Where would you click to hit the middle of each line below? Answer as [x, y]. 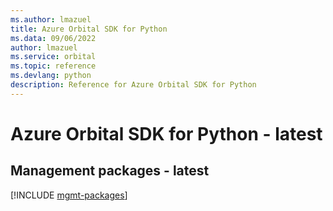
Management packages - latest [110, 171]
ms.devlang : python [51, 76]
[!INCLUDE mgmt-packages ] [69, 195]
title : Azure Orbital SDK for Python [89, 29]
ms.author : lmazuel [51, 19]
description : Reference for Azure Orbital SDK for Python [133, 85]
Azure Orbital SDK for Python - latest [166, 133]
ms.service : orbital [53, 57]
